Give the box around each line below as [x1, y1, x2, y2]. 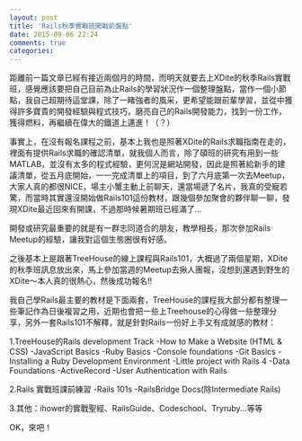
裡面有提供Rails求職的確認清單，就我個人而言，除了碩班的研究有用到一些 [9, 147, 279, 158]
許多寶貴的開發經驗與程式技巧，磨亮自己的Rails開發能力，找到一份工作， [16, 106, 287, 117]
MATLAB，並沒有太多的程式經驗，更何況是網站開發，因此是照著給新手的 [9, 159, 278, 170]
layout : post [9, 13, 58, 22]
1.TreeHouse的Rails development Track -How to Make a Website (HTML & [9, 336, 283, 347]
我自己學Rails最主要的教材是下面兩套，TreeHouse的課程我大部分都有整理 [9, 295, 280, 305]
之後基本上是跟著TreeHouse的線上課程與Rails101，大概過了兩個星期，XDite [9, 253, 289, 264]
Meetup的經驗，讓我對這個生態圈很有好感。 [9, 234, 173, 245]
